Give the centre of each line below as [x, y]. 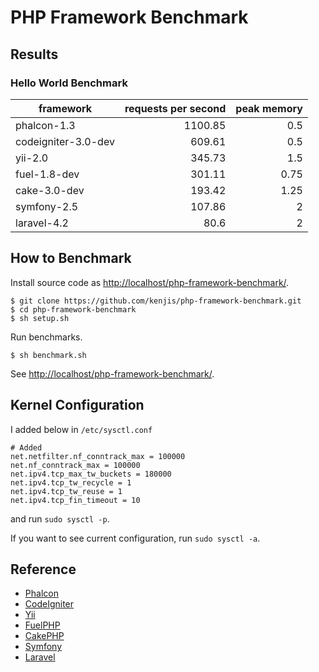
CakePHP [44, 636]
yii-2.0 [32, 158]
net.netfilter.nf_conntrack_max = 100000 [98, 456]
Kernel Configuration [77, 405]
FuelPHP [42, 625]
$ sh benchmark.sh [48, 355]
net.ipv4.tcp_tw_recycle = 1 [71, 482]
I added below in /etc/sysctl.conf [81, 429]
